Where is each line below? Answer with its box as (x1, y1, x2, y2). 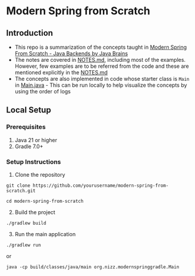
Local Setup (6, 105, 52, 115)
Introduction (6, 28, 54, 38)
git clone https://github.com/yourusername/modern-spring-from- (6, 183, 169, 189)
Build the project (14, 208, 55, 215)
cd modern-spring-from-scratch (6, 198, 84, 204)
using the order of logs (14, 88, 71, 95)
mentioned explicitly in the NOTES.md (14, 69, 108, 76)
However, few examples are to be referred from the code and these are (14, 62, 189, 70)
